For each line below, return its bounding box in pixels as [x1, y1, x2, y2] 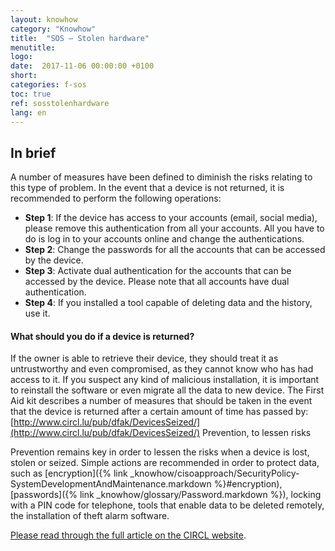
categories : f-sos [10, 80, 87, 90]
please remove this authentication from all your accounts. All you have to [24, 222, 325, 235]
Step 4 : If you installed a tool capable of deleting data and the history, [24, 297, 313, 309]
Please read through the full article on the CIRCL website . [10, 529, 247, 541]
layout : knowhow [10, 14, 78, 25]
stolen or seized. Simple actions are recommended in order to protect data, [10, 457, 320, 469]
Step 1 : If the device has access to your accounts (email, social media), [24, 212, 318, 224]
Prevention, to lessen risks [201, 427, 312, 439]
